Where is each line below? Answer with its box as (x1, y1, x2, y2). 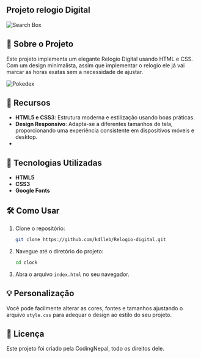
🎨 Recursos (6, 98, 51, 108)
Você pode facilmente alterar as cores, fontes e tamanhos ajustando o (6, 304, 183, 311)
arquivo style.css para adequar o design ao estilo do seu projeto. (6, 311, 172, 318)
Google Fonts (15, 187, 50, 195)
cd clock (15, 259, 38, 266)
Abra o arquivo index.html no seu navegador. (15, 270, 130, 278)
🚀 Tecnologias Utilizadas (6, 157, 102, 168)
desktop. (15, 133, 38, 141)
